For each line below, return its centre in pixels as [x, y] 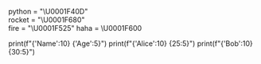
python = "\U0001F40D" [48, 11]
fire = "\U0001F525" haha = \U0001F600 [75, 28]
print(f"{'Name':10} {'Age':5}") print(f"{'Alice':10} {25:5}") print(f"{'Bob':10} [130, 43]
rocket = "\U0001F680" [47, 20]
